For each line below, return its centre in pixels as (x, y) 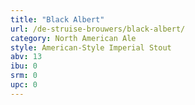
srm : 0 (24, 76)
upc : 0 (24, 85)
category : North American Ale (73, 38)
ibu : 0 (24, 66)
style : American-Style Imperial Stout (91, 47)
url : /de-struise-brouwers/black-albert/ (98, 29)
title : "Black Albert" (57, 19)
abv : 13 (26, 57)
